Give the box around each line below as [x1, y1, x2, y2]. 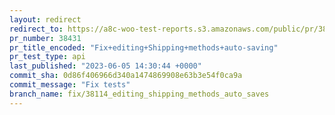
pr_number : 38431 [9, 33, 82, 43]
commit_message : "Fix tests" [9, 80, 131, 90]
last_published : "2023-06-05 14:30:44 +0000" [9, 61, 202, 71]
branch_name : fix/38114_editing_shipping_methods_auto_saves [9, 89, 270, 99]
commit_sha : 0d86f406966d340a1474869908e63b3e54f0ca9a [9, 71, 243, 81]
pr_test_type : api [9, 52, 86, 62]
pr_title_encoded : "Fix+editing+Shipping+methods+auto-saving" [9, 42, 279, 53]
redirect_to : [9, 24, 64, 34]
